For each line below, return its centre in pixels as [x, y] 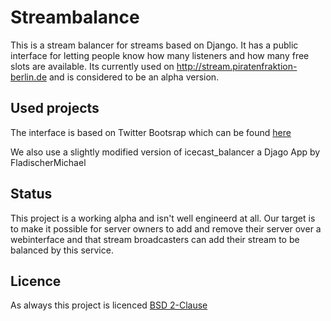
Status [31, 194]
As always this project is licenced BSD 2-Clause [109, 305]
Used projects [55, 108]
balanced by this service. [62, 250]
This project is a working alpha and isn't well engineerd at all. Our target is [163, 218]
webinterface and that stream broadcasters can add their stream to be [155, 239]
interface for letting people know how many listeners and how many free [160, 55]
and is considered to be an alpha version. [134, 77]
